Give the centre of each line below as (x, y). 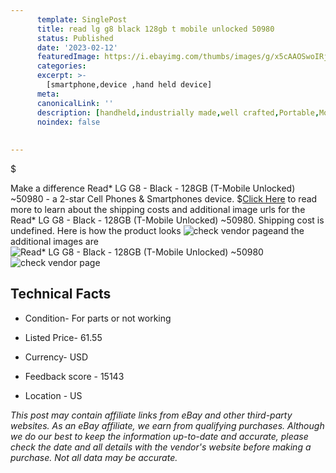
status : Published (75, 38)
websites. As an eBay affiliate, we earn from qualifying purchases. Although (167, 425)
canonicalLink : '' (75, 103)
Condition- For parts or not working (98, 318)
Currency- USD (56, 357)
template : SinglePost (82, 19)
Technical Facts (61, 294)
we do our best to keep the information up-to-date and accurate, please (159, 436)
